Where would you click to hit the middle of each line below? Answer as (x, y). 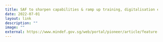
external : (15, 32)
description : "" (21, 23)
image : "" (15, 28)
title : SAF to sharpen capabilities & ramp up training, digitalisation (80, 9)
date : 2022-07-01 (23, 14)
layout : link (18, 18)
